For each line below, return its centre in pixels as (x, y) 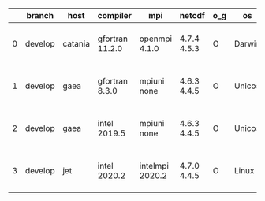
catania (77, 44)
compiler (114, 15)
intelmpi (154, 166)
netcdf (192, 15)
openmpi (155, 39)
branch (40, 15)
